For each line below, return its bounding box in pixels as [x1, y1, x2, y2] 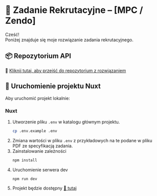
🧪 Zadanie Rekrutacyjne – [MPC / [5, 4, 143, 16]
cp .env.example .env [12, 128, 57, 133]
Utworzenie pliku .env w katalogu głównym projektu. [12, 119, 120, 125]
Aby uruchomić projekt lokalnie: [5, 95, 71, 101]
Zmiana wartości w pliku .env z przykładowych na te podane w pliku [12, 137, 153, 143]
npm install [12, 158, 37, 163]
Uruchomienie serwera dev [12, 167, 68, 173]
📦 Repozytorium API [5, 52, 71, 60]
